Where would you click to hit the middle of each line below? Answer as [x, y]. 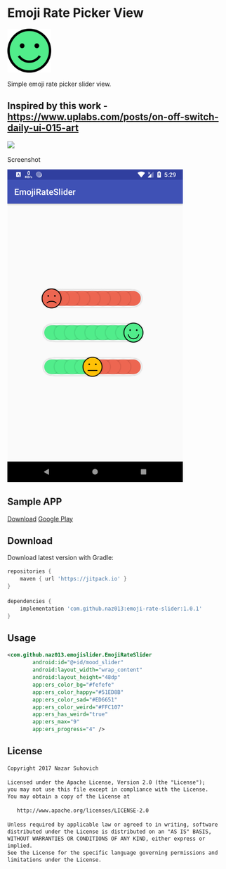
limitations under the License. [54, 860]
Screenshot [24, 159]
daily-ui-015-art [43, 128]
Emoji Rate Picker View [75, 13]
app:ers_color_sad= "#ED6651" [75, 699]
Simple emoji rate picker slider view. [59, 84]
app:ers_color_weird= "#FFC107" [78, 707]
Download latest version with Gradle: [60, 558]
